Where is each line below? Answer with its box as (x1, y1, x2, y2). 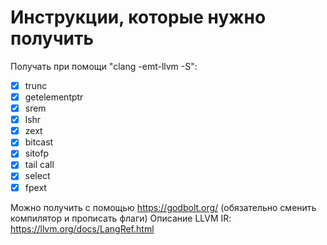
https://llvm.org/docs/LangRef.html (10, 222, 155, 235)
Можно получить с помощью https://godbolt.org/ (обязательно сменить (10, 201, 317, 213)
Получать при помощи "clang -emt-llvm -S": (10, 60, 198, 72)
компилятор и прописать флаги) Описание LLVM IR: (10, 212, 232, 224)
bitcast (24, 136, 54, 148)
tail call (24, 159, 55, 171)
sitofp (24, 147, 50, 160)
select (24, 170, 51, 182)
